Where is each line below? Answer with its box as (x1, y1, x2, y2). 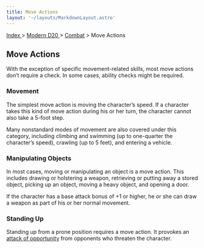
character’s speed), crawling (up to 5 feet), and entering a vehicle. (6, 139, 172, 146)
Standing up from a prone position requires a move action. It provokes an (6, 228, 190, 236)
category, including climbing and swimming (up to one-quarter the (6, 132, 173, 139)
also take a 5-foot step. (6, 114, 65, 121)
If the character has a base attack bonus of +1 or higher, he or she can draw (6, 192, 197, 200)
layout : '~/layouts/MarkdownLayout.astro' (6, 15, 116, 21)
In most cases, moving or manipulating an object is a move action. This (6, 167, 185, 175)
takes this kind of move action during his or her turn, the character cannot (6, 108, 192, 115)
